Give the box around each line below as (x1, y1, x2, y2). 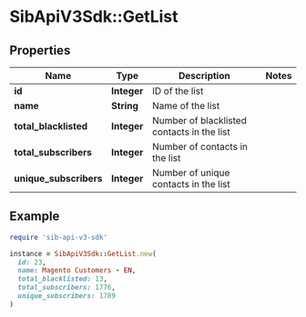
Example (9, 209, 60, 224)
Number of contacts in (151, 141, 249, 153)
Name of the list (151, 100, 220, 112)
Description (178, 70, 230, 82)
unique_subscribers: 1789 (17, 292, 117, 301)
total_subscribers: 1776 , (17, 283, 117, 292)
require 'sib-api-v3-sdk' (9, 233, 107, 242)
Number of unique (151, 166, 230, 179)
